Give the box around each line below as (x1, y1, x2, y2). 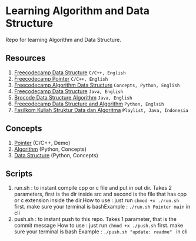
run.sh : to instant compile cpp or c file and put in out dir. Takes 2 (14, 184, 172, 192)
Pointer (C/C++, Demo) (14, 139, 71, 146)
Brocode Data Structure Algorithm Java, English (14, 94, 132, 101)
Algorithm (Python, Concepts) (14, 146, 87, 153)
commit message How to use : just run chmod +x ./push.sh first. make (14, 222, 184, 229)
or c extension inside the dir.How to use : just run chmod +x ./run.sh (14, 197, 180, 204)
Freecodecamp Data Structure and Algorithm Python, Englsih (14, 100, 164, 107)
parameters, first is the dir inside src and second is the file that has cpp (14, 190, 187, 198)
